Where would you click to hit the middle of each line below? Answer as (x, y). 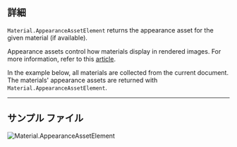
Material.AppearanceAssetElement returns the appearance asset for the (110, 30)
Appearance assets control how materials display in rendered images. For (114, 51)
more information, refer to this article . (62, 59)
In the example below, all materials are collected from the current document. (118, 72)
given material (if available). (48, 37)
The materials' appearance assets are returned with (83, 80)
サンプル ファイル (45, 118)
